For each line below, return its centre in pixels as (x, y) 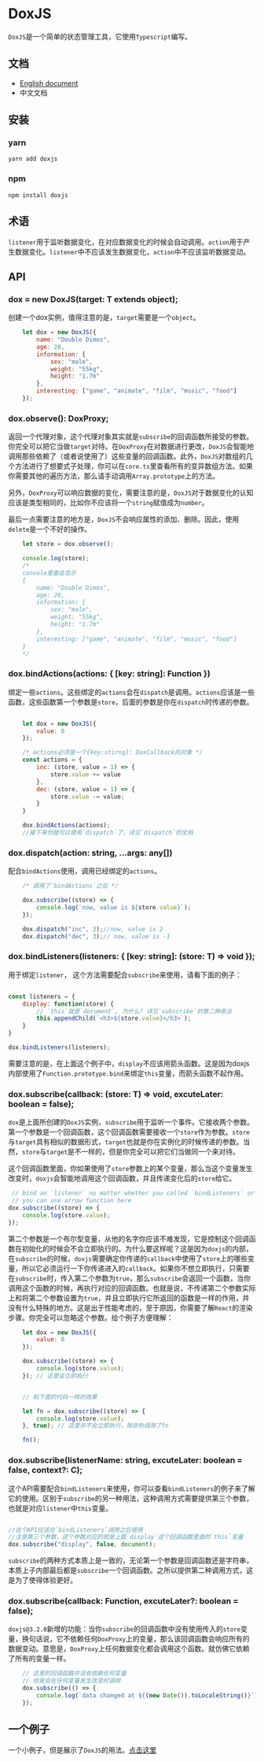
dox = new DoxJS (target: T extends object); (93, 299)
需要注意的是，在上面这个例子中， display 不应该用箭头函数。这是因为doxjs (129, 1063)
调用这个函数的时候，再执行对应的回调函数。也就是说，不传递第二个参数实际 (132, 1288)
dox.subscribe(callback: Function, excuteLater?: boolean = (123, 1601)
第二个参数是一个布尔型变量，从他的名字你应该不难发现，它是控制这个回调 (128, 1239)
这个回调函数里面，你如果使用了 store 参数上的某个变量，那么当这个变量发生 (130, 1169)
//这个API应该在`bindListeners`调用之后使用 (75, 1530)
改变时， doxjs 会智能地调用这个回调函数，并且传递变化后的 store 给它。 (122, 1178)
